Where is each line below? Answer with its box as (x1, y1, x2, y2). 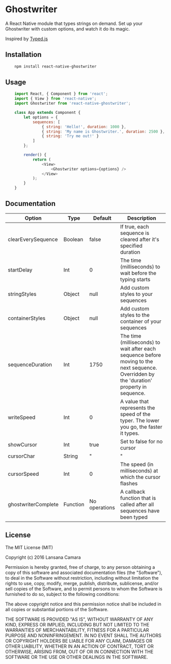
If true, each (120, 223, 149, 230)
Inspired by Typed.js (5, 36, 48, 42)
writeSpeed (8, 413, 36, 420)
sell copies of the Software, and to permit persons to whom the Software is (5, 586, 163, 592)
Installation (5, 50, 42, 59)
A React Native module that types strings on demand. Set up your (5, 20, 143, 26)
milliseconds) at (120, 467, 158, 474)
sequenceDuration (8, 361, 52, 368)
